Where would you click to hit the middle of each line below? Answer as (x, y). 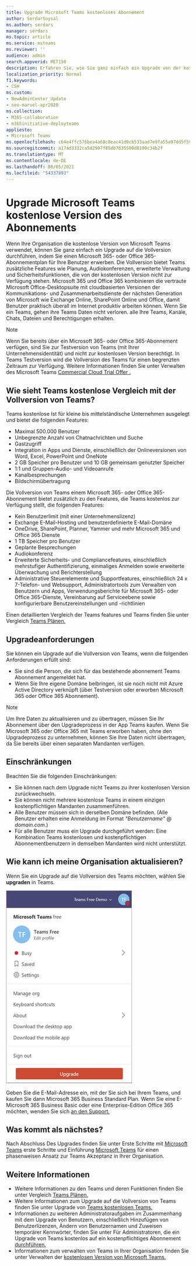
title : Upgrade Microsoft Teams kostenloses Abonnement (75, 12)
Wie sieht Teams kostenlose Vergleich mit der (91, 390)
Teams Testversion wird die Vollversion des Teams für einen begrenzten (93, 360)
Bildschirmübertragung (42, 481)
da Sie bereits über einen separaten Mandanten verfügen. (76, 743)
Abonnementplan (27, 262)
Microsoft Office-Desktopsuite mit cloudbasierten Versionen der (83, 288)
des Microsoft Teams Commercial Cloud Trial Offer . (69, 372)
